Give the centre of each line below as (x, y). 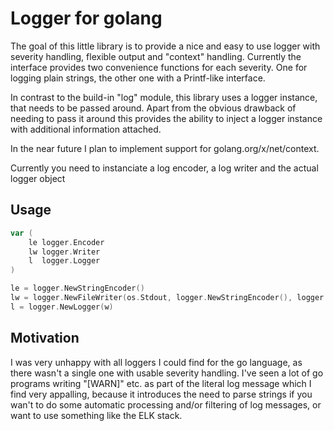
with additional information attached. (86, 129)
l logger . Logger (64, 261)
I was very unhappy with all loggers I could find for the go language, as (156, 362)
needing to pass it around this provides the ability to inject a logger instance (166, 118)
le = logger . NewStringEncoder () (77, 288)
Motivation (45, 338)
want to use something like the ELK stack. (96, 415)
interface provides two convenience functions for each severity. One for (159, 67)
